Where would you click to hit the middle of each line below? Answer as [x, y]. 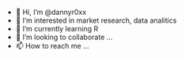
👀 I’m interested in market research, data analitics [96, 20]
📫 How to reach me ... [52, 46]
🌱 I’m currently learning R [57, 29]
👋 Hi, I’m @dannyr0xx [51, 12]
